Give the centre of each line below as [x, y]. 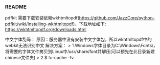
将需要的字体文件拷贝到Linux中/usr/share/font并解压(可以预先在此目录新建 [80, 51]
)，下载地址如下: [90, 24]
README [16, 7]
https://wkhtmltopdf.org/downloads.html [46, 30]
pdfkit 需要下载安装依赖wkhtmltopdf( [42, 18]
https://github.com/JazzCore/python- [117, 18]
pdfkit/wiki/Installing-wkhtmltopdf [39, 24]
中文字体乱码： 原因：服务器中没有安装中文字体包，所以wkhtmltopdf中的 [78, 39]
